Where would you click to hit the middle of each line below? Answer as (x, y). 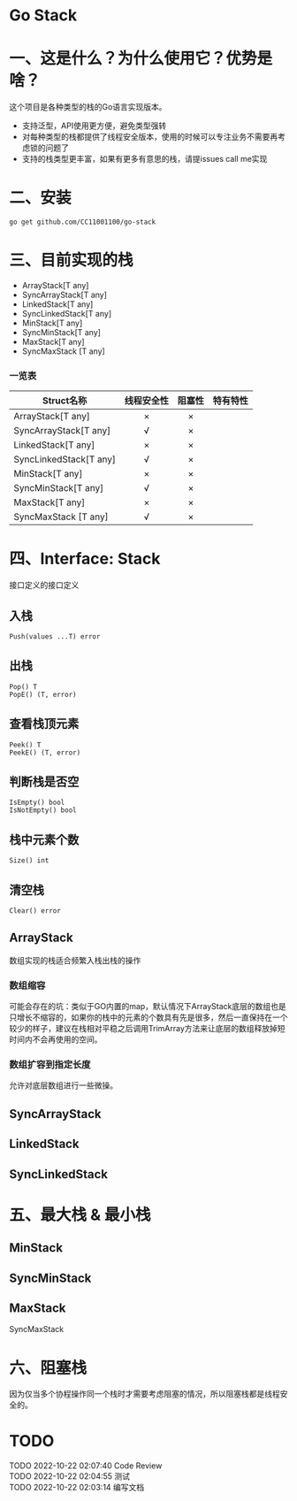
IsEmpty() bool (37, 803)
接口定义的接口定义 (44, 586)
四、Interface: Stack (85, 559)
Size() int (29, 861)
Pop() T (23, 686)
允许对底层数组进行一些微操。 (63, 1085)
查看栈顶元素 (44, 724)
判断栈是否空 (44, 781)
